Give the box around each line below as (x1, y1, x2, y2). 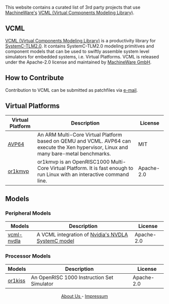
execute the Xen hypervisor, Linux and (37, 144, 128, 151)
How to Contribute (5, 74, 64, 82)
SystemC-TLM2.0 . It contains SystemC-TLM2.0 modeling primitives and (5, 43, 154, 49)
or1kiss (8, 277, 26, 284)
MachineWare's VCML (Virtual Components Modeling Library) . (5, 10, 135, 16)
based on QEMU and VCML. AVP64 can (37, 138, 131, 145)
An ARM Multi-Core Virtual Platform (37, 131, 122, 138)
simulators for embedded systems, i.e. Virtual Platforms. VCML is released (5, 53, 159, 59)
